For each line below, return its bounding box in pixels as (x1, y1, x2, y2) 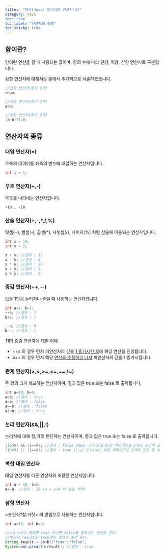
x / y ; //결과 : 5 (5, 266, 41, 272)
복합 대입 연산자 (5, 460, 40, 467)
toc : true (5, 16, 26, 21)
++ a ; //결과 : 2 (5, 310, 36, 315)
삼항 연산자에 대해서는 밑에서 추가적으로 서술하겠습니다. (5, 76, 111, 81)
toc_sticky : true (5, 26, 41, 31)
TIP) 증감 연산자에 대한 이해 (5, 338, 58, 344)
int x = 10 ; (5, 239, 29, 244)
